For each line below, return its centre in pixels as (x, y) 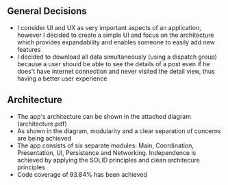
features (29, 49)
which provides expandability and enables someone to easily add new (116, 42)
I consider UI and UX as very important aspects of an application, (109, 27)
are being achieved (44, 138)
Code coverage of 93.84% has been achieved (82, 174)
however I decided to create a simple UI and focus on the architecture (115, 35)
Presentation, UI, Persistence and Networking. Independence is (106, 152)
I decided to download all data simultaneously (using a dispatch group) (117, 57)
